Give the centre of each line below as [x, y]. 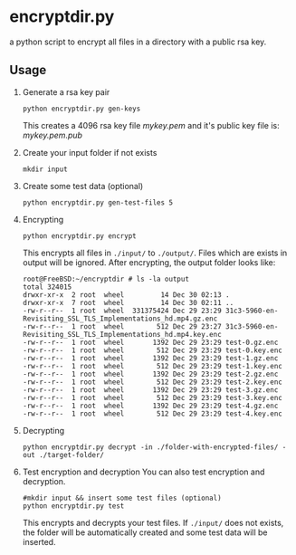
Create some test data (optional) [83, 186]
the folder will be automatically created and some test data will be [145, 532]
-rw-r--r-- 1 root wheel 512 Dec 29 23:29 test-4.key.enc [152, 414]
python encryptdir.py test [73, 506]
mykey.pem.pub [53, 135]
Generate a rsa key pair [66, 91]
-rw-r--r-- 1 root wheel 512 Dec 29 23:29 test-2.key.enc [152, 382]
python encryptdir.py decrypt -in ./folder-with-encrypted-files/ [150, 447]
